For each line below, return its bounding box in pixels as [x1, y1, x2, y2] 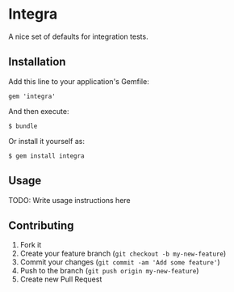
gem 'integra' [8, 92, 56, 100]
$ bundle [8, 122, 38, 130]
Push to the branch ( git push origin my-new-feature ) [19, 266, 199, 276]
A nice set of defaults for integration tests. [8, 32, 148, 41]
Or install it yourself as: [8, 136, 85, 146]
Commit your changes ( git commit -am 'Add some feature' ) [19, 257, 220, 267]
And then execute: [8, 106, 69, 116]
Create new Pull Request [19, 274, 102, 284]
